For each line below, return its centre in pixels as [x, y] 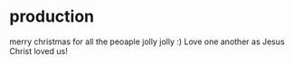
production [52, 17]
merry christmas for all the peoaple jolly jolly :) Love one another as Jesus [147, 41]
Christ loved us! [38, 50]
